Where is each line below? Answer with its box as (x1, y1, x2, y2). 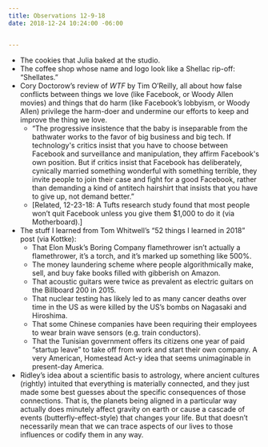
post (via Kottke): (19, 234, 77, 244)
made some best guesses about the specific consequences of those (19, 387, 246, 397)
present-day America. (31, 361, 104, 371)
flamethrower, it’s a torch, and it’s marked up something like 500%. (31, 251, 252, 260)
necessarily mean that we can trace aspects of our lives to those (19, 421, 234, 431)
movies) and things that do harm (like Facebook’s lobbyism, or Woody (19, 98, 250, 107)
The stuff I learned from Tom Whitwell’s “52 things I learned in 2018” (19, 225, 246, 235)
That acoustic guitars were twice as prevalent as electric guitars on (31, 276, 254, 286)
